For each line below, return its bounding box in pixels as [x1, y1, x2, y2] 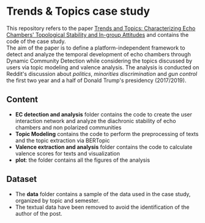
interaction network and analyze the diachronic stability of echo [15, 117, 176, 124]
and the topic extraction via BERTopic [15, 137, 110, 144]
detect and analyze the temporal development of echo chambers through [6, 50, 191, 58]
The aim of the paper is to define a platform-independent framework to [6, 44, 185, 51]
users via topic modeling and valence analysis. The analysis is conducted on [6, 63, 199, 71]
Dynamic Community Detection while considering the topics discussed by [6, 57, 193, 64]
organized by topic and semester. [15, 197, 100, 204]
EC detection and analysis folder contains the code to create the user [15, 110, 193, 118]
